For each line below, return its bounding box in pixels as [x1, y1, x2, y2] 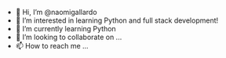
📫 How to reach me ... [15, 42, 89, 50]
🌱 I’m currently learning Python [15, 24, 116, 33]
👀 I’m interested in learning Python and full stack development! [15, 16, 219, 25]
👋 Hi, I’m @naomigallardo [15, 8, 97, 16]
